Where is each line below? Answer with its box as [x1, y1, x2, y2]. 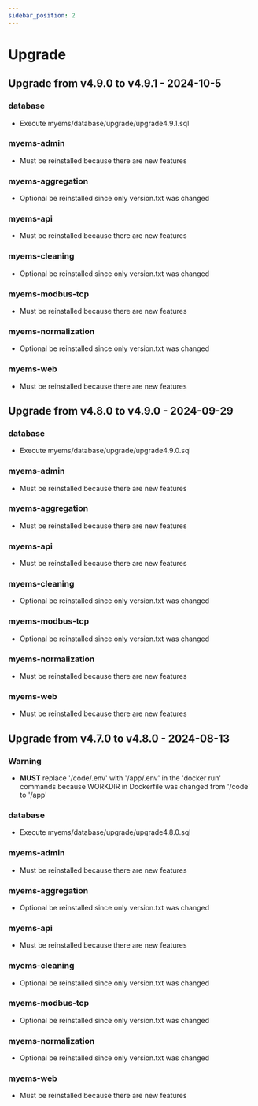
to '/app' [19, 790, 47, 800]
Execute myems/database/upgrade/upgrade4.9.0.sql [19, 446, 191, 456]
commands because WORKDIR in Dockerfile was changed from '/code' [19, 782, 250, 791]
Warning [8, 755, 42, 766]
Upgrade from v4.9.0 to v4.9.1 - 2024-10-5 [8, 76, 222, 91]
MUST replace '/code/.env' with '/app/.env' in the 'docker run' [19, 773, 222, 783]
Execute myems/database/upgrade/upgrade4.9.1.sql [19, 118, 190, 128]
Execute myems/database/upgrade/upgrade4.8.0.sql [19, 828, 191, 837]
